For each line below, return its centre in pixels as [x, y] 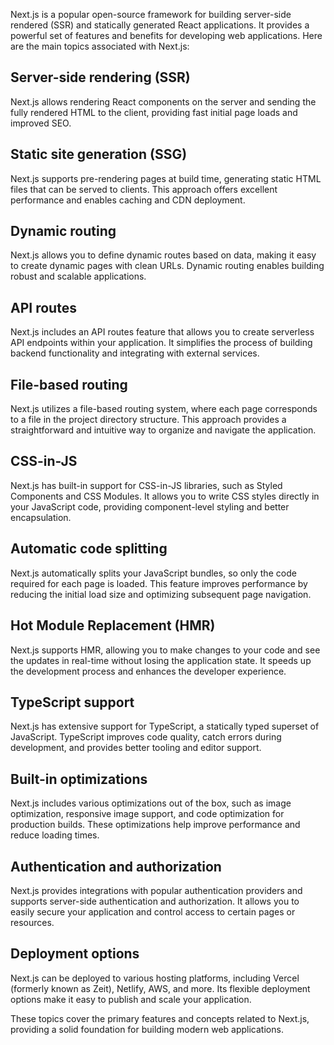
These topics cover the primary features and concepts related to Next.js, [160, 1018]
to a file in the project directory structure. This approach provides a [148, 420]
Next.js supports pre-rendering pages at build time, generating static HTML [166, 178]
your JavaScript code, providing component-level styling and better [150, 506]
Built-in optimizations [79, 779]
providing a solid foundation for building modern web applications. [147, 1029]
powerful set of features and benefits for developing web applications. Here [166, 35]
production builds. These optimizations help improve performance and [155, 825]
